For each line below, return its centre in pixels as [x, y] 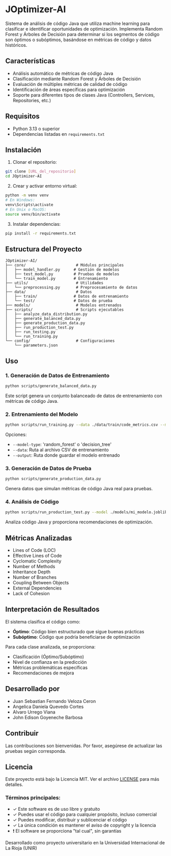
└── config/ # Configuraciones [60, 341]
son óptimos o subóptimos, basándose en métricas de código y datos [78, 40]
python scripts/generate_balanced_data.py [51, 386]
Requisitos [22, 116]
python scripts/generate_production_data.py [53, 479]
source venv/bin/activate [33, 214]
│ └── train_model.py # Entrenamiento [57, 279]
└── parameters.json [36, 345]
